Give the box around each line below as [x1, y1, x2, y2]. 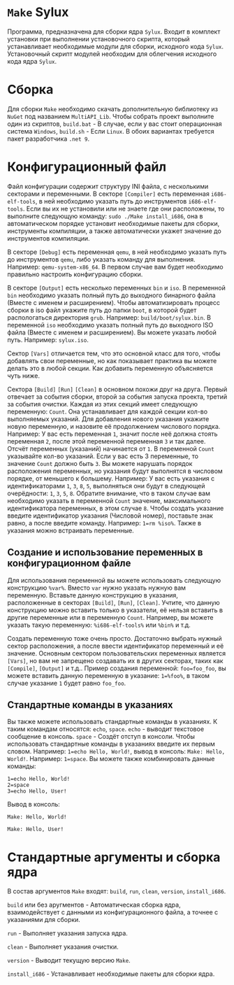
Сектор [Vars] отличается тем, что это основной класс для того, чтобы [7, 349, 221, 357]
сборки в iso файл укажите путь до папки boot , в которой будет [7, 306, 197, 314]
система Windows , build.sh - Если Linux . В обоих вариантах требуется [7, 127, 214, 135]
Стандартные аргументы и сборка [7, 849, 221, 865]
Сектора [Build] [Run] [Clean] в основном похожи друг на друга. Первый [7, 385, 228, 393]
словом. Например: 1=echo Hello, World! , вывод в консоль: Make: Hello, [7, 747, 226, 756]
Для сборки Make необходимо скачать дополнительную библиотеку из [7, 104, 219, 113]
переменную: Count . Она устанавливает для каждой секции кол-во [7, 407, 208, 416]
